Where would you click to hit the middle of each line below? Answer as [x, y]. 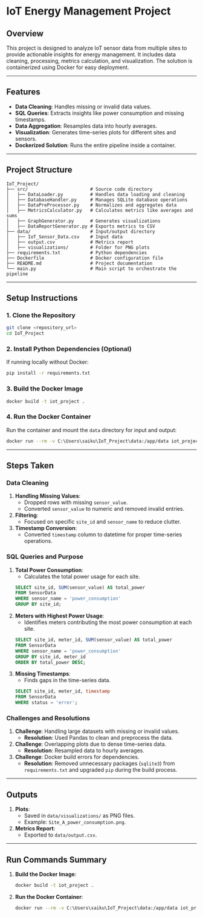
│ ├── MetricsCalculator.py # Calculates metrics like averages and [100, 210]
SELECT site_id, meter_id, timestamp [63, 691]
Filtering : [27, 515]
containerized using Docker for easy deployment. [68, 67]
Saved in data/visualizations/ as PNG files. [79, 816]
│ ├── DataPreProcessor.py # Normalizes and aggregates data [92, 205]
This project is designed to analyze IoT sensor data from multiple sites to [97, 48]
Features [23, 92]
